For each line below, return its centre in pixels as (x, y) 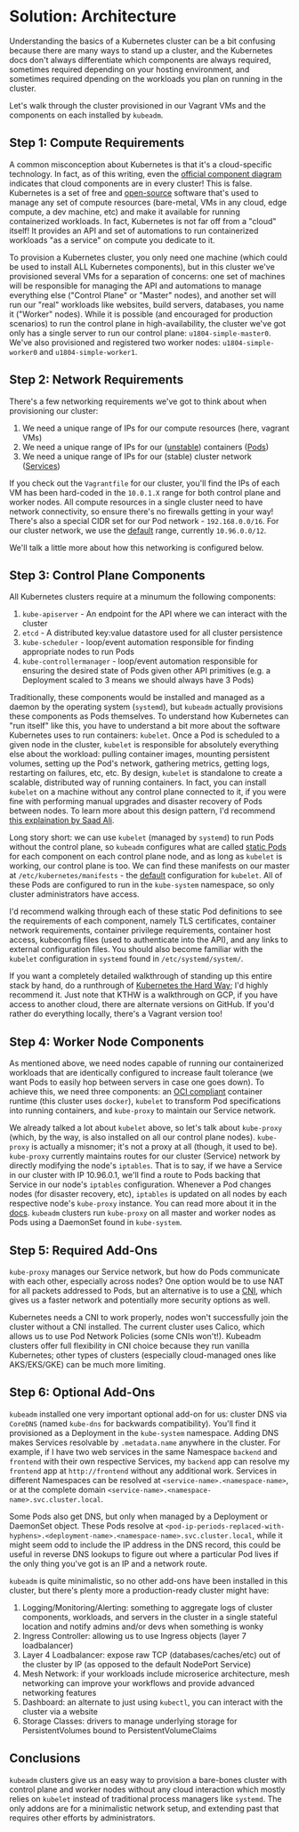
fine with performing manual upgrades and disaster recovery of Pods (136, 802)
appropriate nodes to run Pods (78, 652)
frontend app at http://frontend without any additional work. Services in (143, 1471)
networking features (59, 1692)
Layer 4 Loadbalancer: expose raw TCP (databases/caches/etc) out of (151, 1654)
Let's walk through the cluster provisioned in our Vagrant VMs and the (137, 105)
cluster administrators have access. (74, 894)
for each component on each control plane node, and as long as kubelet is (146, 857)
